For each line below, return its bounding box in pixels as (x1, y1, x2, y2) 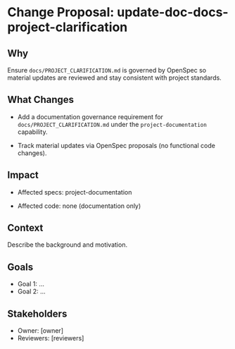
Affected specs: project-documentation (17, 188, 132, 196)
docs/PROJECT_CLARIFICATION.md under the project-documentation (17, 120, 208, 128)
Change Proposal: (7, 4, 115, 20)
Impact (7, 169, 39, 181)
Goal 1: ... (17, 280, 44, 288)
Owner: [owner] (17, 326, 63, 335)
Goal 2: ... (17, 287, 46, 296)
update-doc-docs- (117, 4, 229, 20)
